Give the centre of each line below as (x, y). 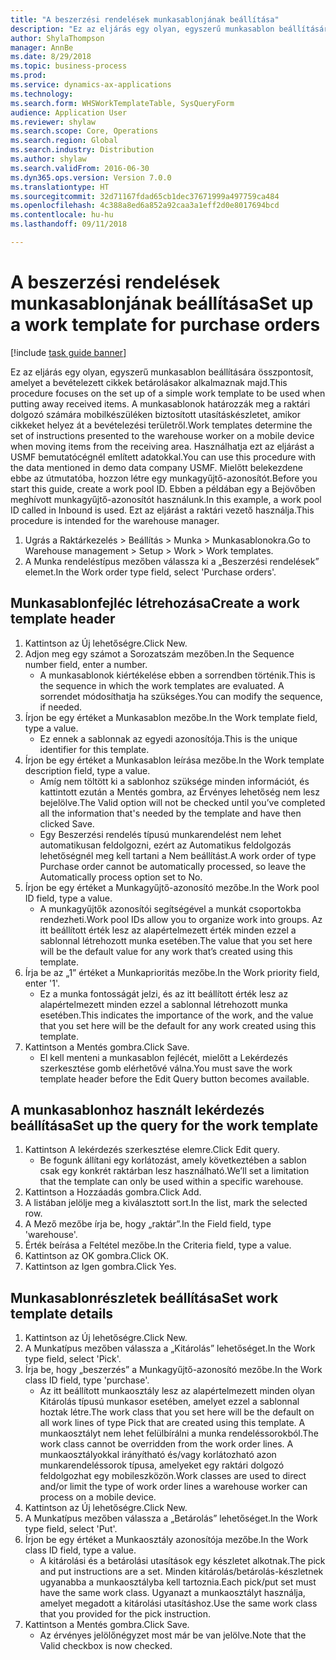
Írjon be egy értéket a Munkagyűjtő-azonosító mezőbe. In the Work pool (172, 887)
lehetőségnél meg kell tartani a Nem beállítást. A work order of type (178, 855)
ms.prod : (28, 76)
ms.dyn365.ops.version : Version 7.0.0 (91, 177)
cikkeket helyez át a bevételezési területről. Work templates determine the (161, 425)
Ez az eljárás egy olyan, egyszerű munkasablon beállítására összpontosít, (162, 372)
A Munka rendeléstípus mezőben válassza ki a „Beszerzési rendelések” (172, 561)
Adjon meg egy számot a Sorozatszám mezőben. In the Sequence (159, 653)
